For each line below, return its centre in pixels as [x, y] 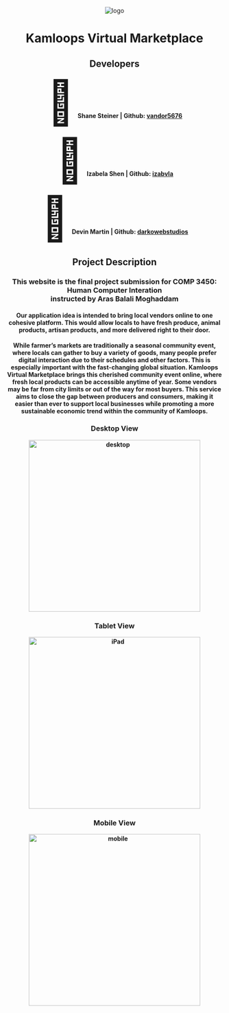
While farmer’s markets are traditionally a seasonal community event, [114, 345]
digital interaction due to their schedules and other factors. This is [114, 360]
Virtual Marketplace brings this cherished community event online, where [114, 374]
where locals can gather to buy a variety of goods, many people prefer [114, 352]
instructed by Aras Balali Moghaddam [114, 299]
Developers [114, 64]
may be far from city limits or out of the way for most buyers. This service [114, 389]
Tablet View [114, 626]
